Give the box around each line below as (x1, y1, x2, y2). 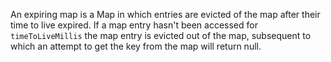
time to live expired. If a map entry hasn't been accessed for (10, 19, 258, 31)
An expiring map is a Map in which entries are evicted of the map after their (10, 9, 321, 20)
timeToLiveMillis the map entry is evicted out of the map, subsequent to (10, 30, 312, 41)
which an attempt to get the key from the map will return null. (10, 40, 262, 52)
